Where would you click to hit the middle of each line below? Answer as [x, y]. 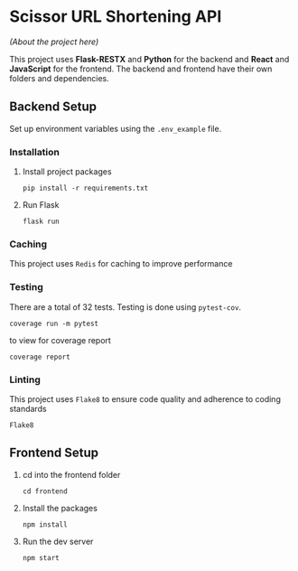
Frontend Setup [54, 453]
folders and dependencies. [60, 78]
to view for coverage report [60, 340]
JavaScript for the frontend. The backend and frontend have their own [141, 69]
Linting [25, 379]
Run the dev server [58, 541]
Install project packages [67, 172]
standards [28, 408]
